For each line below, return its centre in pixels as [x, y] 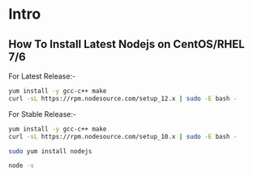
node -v [21, 166]
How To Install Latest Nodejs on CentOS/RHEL [126, 44]
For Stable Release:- [43, 114]
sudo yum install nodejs [50, 151]
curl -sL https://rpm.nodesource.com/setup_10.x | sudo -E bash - [123, 136]
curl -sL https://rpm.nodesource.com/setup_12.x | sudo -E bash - [123, 98]
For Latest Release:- [42, 76]
